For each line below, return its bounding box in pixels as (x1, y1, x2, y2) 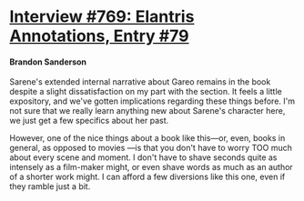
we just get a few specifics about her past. (9, 116, 169, 126)
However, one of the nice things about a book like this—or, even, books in (9, 133, 286, 144)
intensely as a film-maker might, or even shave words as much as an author (9, 162, 293, 173)
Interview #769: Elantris (9, 6, 195, 27)
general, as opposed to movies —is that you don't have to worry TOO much (9, 143, 293, 154)
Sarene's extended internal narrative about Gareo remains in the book (9, 76, 271, 87)
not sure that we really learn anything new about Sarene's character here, (9, 106, 286, 116)
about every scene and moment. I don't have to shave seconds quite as (9, 152, 278, 163)
